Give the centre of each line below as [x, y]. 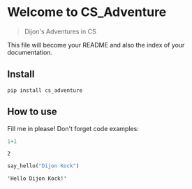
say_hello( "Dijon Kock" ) [43, 166]
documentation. [30, 52]
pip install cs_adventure [45, 90]
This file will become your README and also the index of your [96, 45]
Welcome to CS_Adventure [87, 12]
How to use [32, 112]
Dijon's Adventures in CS [60, 31]
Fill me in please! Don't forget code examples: [73, 128]
